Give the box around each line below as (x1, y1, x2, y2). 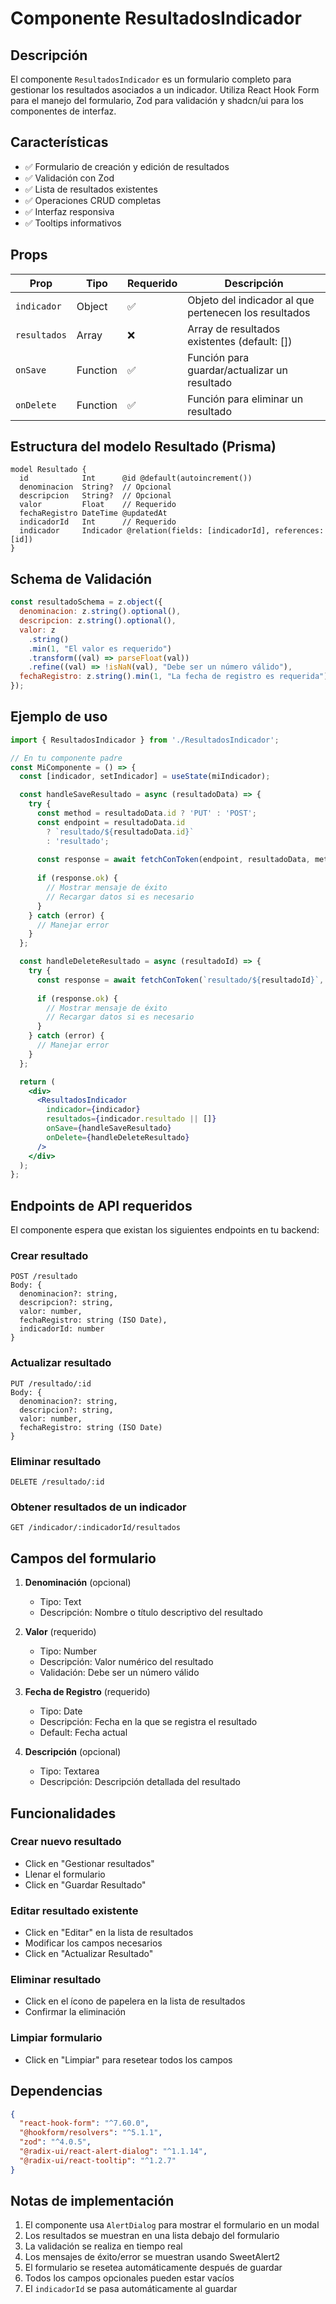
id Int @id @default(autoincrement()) (19, 473, 253, 484)
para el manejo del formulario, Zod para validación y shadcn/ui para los (10, 95, 304, 106)
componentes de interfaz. (10, 105, 117, 117)
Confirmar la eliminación (24, 2006, 127, 2018)
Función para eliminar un (187, 392, 304, 406)
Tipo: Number (39, 1645, 98, 1657)
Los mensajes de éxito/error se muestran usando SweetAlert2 (24, 2251, 281, 2263)
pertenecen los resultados (187, 305, 311, 319)
